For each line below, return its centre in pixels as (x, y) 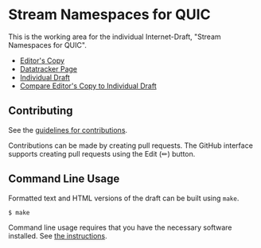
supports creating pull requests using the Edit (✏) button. (102, 153)
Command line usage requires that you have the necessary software (120, 227)
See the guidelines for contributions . (68, 130)
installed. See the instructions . (58, 236)
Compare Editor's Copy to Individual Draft (88, 86)
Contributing (41, 111)
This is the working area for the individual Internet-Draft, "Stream (115, 37)
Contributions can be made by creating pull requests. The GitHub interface (130, 145)
